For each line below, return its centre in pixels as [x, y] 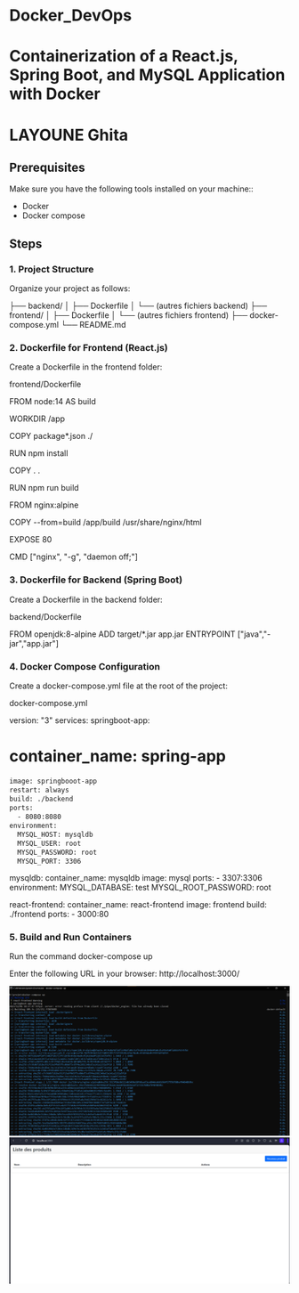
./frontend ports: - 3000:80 [59, 914]
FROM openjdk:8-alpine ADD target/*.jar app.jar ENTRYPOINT [122, 634]
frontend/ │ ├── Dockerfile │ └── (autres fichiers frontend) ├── [129, 315]
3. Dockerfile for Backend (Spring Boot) [96, 580]
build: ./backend [41, 799]
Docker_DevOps [70, 16]
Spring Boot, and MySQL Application [147, 75]
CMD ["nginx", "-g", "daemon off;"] [73, 557]
